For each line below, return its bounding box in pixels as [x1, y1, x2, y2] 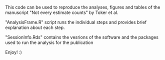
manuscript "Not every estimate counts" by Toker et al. [5, 9, 118, 15]
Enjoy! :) [5, 49, 22, 55]
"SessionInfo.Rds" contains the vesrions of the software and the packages [5, 34, 159, 40]
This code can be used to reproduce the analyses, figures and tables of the [5, 4, 160, 10]
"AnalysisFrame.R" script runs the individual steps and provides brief [5, 19, 147, 25]
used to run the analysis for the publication [5, 39, 93, 45]
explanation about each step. [5, 24, 65, 30]
